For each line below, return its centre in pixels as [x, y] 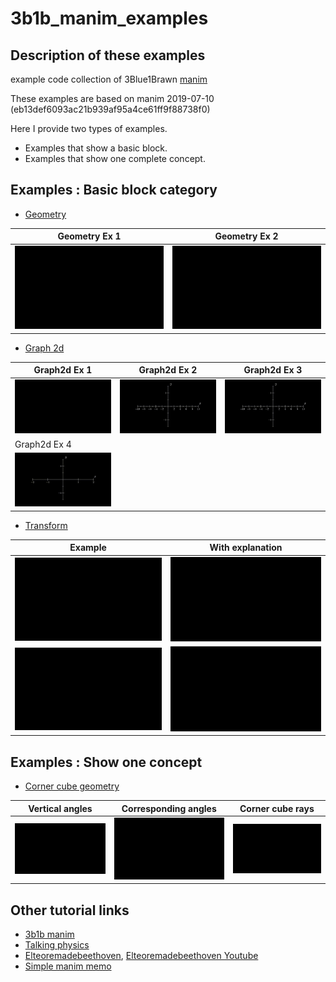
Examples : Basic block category [114, 190]
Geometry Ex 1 [89, 236]
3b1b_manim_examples [109, 18]
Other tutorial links [70, 910]
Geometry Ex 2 [246, 236]
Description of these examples [108, 55]
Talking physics [57, 945]
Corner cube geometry [72, 786]
